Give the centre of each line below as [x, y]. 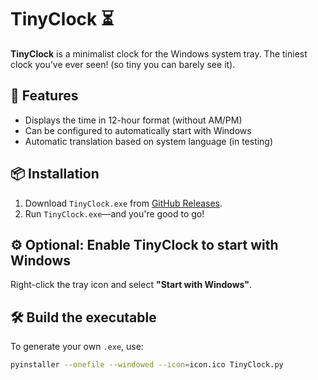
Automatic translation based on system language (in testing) [149, 141]
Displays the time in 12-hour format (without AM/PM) [133, 120]
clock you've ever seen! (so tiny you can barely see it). [123, 64]
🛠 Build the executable [83, 317]
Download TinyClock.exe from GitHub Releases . [123, 203]
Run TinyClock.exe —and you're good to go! [114, 213]
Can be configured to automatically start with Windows [138, 130]
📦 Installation [55, 174]
